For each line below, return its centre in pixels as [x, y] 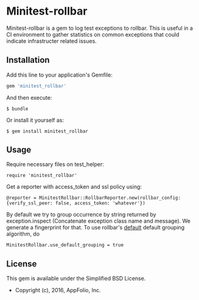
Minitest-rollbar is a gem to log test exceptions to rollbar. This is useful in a [100, 28]
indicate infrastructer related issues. [52, 41]
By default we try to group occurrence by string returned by [81, 215]
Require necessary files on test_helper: [55, 164]
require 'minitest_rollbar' [42, 176]
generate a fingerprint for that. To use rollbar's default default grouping [96, 228]
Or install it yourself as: [35, 120]
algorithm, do [23, 234]
